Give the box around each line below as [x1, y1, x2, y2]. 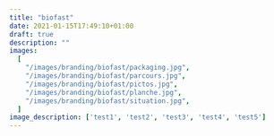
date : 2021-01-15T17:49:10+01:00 [9, 21, 134, 30]
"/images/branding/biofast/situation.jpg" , [25, 96, 191, 106]
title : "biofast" [9, 13, 74, 22]
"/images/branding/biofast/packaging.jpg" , [25, 64, 191, 72]
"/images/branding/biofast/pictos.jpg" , [25, 80, 178, 89]
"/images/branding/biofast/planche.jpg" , [25, 88, 182, 97]
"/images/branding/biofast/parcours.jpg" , [25, 72, 186, 81]
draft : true [9, 30, 54, 38]
